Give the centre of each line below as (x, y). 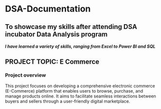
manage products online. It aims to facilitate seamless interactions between (81, 96)
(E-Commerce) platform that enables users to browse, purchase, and (74, 91)
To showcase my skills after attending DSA (71, 27)
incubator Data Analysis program (56, 34)
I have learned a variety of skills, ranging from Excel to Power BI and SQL (80, 46)
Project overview (26, 75)
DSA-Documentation (48, 9)
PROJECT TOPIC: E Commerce (52, 61)
